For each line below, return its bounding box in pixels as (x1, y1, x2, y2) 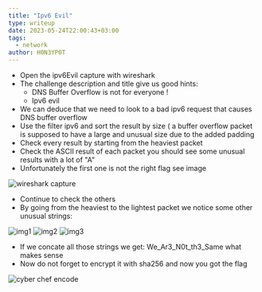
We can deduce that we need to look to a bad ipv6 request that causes (19, 104, 252, 114)
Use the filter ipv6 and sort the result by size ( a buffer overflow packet (19, 121, 253, 130)
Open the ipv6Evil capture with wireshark (19, 71, 155, 80)
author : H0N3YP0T (8, 49, 66, 56)
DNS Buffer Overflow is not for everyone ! (31, 88, 169, 96)
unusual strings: (19, 212, 73, 220)
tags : (8, 33, 26, 42)
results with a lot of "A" (19, 155, 96, 164)
